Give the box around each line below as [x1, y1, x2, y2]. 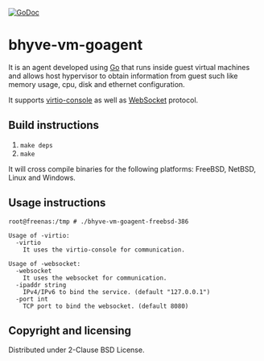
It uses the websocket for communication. [23, 274, 167, 282]
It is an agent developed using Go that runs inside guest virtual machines [8, 62, 250, 72]
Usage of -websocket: [8, 259, 81, 268]
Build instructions [8, 118, 99, 132]
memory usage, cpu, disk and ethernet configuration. [8, 79, 185, 89]
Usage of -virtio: [8, 231, 70, 239]
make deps [19, 141, 54, 149]
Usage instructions [8, 196, 106, 210]
